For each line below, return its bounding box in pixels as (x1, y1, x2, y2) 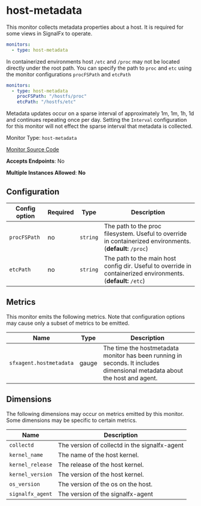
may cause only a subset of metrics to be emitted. (6, 319, 130, 327)
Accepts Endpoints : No (6, 157, 65, 165)
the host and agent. (103, 373, 158, 382)
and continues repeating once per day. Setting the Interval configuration (6, 116, 187, 124)
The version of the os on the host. (57, 480, 153, 488)
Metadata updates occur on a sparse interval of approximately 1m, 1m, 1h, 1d (6, 110, 194, 117)
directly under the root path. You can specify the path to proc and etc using (6, 64, 192, 71)
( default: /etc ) (103, 277, 145, 285)
